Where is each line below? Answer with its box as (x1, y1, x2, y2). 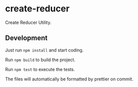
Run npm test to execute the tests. (5, 66, 75, 72)
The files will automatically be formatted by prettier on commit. (5, 76, 134, 82)
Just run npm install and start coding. (5, 47, 84, 53)
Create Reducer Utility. (5, 19, 52, 25)
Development (5, 34, 48, 42)
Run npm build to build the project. (5, 57, 75, 63)
